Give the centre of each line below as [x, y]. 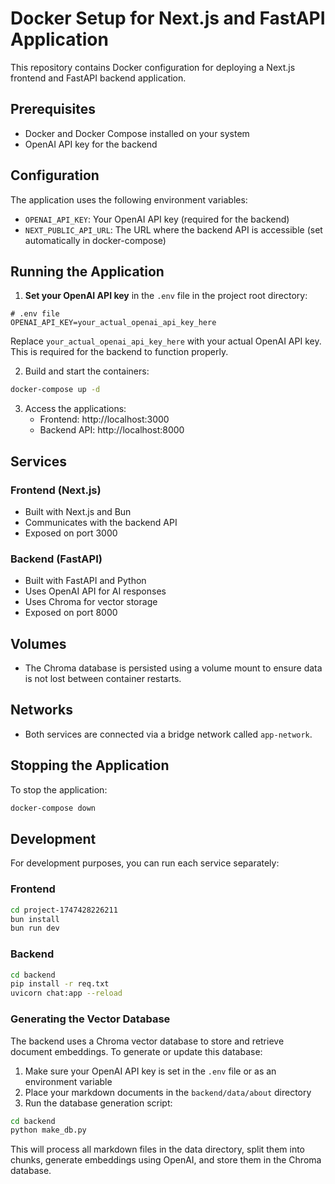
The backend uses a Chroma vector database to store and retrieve [147, 1041]
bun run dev [35, 928]
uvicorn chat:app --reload [66, 993]
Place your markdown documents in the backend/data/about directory [168, 1092]
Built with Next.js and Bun [78, 511]
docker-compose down [53, 808]
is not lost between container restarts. [103, 679]
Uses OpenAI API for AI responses [95, 591]
